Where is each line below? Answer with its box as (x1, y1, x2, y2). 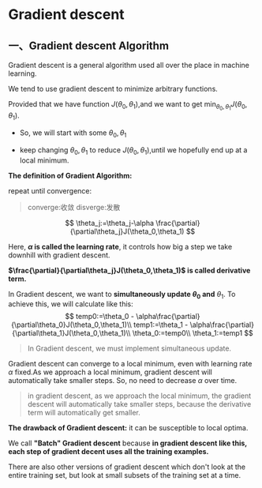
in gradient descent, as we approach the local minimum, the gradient (27, 391, 252, 400)
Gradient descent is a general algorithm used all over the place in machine (8, 61, 250, 69)
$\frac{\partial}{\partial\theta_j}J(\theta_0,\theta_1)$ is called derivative (8, 265, 251, 275)
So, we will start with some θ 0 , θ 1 (19, 128, 127, 139)
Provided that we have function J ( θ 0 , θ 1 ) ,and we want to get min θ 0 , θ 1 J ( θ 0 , (8, 99, 248, 112)
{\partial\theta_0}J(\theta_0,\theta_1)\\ (10, 320, 133, 329)
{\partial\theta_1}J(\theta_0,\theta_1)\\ (11, 328, 131, 338)
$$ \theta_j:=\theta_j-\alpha (65, 218, 155, 227)
